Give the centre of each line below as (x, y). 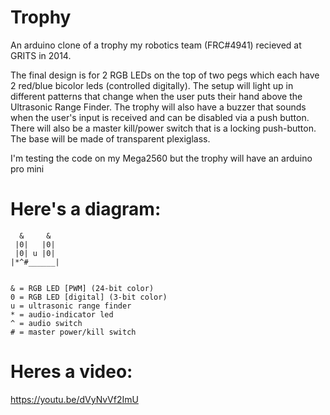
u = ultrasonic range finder (71, 306)
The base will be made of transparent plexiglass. (110, 138)
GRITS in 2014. (41, 55)
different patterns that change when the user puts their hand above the (156, 96)
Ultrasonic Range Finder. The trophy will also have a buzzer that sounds (158, 107)
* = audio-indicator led (62, 314)
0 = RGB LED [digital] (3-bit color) (89, 297)
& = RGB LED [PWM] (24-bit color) (82, 288)
